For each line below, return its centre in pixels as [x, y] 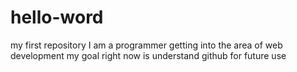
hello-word [57, 17]
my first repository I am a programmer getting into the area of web [146, 45]
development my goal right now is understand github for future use [148, 55]
